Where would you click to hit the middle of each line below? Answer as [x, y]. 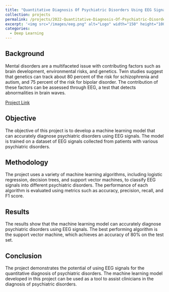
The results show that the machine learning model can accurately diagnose [83, 224]
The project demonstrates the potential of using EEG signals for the [75, 268]
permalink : [17, 19]
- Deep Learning [27, 33]
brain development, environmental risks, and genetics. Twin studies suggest [84, 71]
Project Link [18, 102]
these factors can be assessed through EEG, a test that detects [71, 87]
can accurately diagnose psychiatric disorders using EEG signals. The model [84, 136]
